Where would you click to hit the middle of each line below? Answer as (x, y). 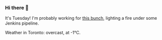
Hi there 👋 (17, 8)
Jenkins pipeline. (22, 23)
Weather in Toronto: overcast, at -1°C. (43, 33)
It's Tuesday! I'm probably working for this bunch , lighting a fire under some (81, 18)
